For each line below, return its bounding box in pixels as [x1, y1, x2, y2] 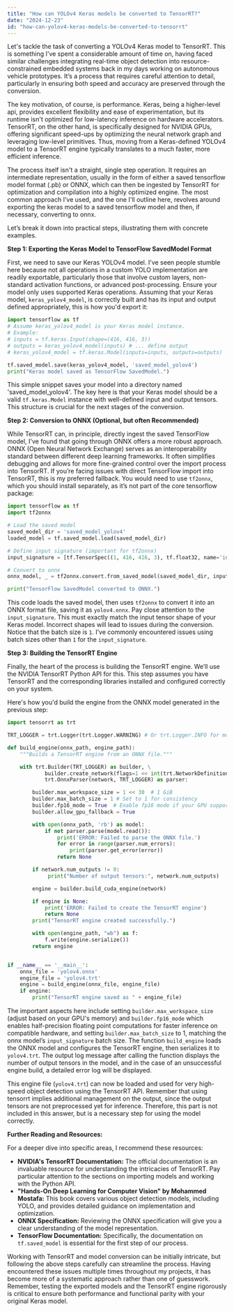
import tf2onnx [7, 509, 52, 517]
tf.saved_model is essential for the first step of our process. [17, 1239, 189, 1247]
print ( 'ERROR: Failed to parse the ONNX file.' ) [56, 834, 201, 841]
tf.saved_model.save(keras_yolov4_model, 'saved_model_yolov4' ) [7, 361, 198, 369]
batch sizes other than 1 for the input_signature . [7, 635, 148, 644]
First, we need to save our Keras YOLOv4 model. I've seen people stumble [7, 258, 221, 267]
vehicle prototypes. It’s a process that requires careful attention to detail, [7, 72, 216, 80]
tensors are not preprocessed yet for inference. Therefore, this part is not [7, 1102, 218, 1110]
